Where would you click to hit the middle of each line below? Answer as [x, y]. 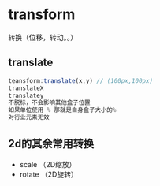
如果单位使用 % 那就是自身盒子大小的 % [62, 110]
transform [42, 15]
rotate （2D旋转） [48, 174]
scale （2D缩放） [48, 164]
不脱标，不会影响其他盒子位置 [49, 103]
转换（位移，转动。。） [43, 37]
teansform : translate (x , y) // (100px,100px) [81, 80]
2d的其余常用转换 [51, 144]
